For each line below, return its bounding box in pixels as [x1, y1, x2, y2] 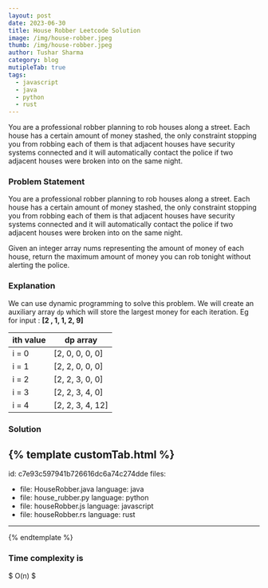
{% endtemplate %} [8, 533, 73, 543]
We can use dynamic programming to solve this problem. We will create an [8, 298, 254, 308]
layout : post [8, 11, 52, 20]
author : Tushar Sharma [8, 49, 84, 57]
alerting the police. [8, 261, 70, 270]
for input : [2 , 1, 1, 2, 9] [8, 316, 84, 325]
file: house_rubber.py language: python [19, 493, 149, 503]
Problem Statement [8, 176, 85, 187]
